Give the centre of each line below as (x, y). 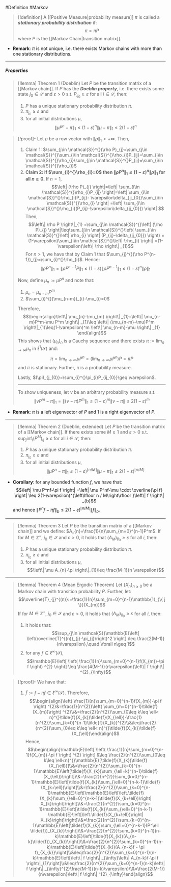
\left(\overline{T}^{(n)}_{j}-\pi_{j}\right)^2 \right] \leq (81, 639)
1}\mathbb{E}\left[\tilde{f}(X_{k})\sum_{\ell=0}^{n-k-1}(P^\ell (95, 825)
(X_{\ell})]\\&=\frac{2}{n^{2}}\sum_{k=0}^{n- (96, 766)
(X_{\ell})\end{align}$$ (96, 733)
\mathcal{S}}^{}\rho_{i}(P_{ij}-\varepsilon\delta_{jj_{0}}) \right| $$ (96, 208)
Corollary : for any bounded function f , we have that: (67, 482)
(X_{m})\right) (47, 712)
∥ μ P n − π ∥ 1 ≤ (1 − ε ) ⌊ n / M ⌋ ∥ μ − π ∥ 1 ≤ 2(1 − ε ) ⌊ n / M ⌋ (95, 471)
